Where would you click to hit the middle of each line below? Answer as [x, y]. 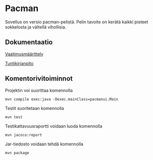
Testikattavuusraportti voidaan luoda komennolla [54, 126]
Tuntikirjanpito [19, 63]
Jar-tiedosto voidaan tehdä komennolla [44, 144]
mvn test [14, 117]
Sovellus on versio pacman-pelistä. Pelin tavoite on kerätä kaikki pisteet [77, 22]
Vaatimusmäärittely [24, 54]
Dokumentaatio [29, 42]
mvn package [17, 153]
